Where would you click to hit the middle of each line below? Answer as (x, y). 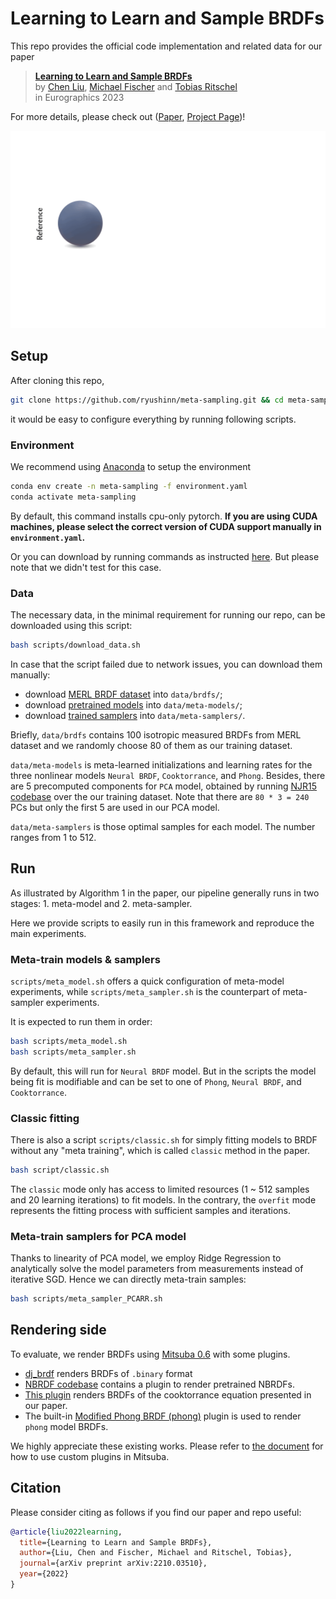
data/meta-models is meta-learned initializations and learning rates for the (161, 764)
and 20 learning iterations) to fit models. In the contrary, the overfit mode (163, 1199)
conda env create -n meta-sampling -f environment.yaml (129, 486)
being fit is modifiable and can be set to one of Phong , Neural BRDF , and (156, 1081)
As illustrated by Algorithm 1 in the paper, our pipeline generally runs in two (165, 893)
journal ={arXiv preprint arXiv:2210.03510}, (113, 1563)
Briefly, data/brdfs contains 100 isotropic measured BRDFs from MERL (156, 734)
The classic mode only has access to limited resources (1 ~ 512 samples (160, 1189)
